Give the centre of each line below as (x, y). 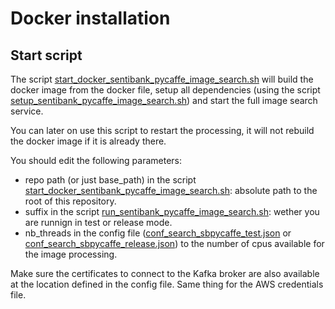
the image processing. (71, 254)
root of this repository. (70, 201)
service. (27, 111)
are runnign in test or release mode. (98, 222)
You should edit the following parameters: (96, 160)
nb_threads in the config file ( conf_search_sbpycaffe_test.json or (158, 233)
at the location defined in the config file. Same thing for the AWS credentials (167, 284)
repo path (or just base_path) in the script (110, 180)
